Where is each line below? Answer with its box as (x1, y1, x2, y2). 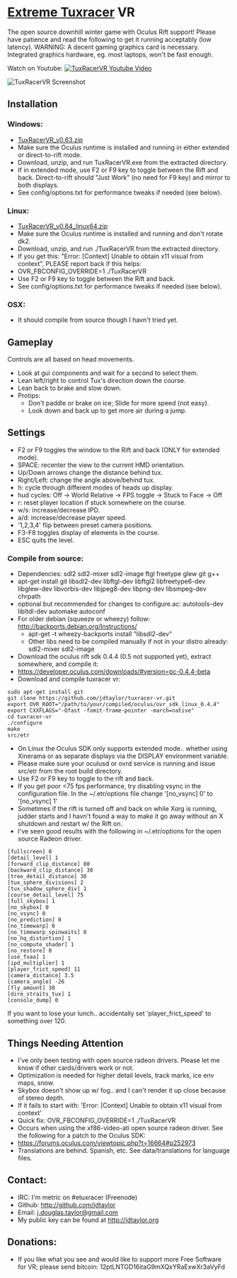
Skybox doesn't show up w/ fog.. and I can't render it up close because (17, 1086, 226, 1094)
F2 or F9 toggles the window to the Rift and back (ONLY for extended (17, 445, 220, 454)
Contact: (7, 1174, 47, 1186)
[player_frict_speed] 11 (7, 966, 81, 973)
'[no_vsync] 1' (17, 797, 58, 805)
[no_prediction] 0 (7, 916, 62, 923)
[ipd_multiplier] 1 (7, 960, 65, 967)
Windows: (7, 120, 44, 129)
